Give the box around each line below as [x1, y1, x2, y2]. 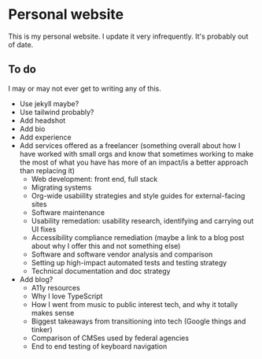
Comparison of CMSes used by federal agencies [31, 333, 190, 342]
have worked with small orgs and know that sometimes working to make [19, 149, 254, 158]
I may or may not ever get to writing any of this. [8, 83, 161, 93]
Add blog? [19, 274, 54, 284]
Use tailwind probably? [19, 107, 94, 117]
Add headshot [19, 116, 66, 125]
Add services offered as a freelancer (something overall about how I [19, 140, 241, 150]
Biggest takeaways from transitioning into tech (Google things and [31, 316, 246, 326]
